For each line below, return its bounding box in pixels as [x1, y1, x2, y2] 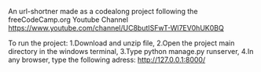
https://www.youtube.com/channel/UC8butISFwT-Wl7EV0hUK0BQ [8, 23, 224, 32]
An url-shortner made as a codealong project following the [8, 7, 198, 16]
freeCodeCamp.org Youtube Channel [8, 15, 128, 24]
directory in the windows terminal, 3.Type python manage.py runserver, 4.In [8, 47, 254, 56]
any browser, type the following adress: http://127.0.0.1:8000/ [8, 55, 206, 64]
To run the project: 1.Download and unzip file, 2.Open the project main [8, 38, 235, 48]
